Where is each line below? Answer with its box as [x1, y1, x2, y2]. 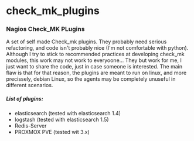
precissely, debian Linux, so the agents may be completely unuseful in [6, 75, 176, 82]
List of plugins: [6, 95, 43, 102]
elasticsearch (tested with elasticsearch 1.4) [14, 110, 121, 117]
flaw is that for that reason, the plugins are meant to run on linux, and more [6, 69, 187, 77]
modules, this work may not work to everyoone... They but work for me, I [6, 57, 182, 64]
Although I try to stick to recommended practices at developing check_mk [6, 51, 185, 58]
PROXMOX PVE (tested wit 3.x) [14, 129, 90, 136]
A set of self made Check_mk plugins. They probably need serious [6, 38, 167, 45]
